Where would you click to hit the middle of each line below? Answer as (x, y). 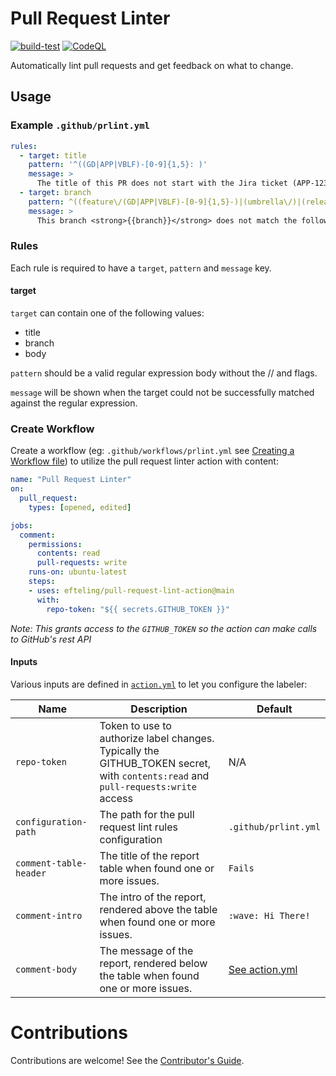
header (31, 873)
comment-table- (51, 863)
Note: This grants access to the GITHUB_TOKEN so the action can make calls (164, 628)
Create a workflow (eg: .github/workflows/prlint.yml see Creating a (152, 451)
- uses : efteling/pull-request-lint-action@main (131, 590)
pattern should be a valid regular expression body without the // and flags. (164, 373)
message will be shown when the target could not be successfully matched (162, 392)
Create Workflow (52, 429)
